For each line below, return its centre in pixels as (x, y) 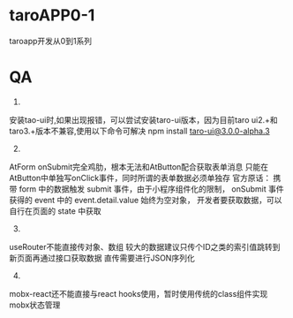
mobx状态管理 (35, 305)
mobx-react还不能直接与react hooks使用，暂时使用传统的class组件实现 (139, 293)
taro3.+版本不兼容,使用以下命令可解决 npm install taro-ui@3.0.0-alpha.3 (140, 131)
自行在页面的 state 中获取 (55, 211)
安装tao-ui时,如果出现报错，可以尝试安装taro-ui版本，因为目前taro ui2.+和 (143, 119)
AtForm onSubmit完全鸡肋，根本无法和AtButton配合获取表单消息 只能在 (139, 167)
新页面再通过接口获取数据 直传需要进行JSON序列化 (102, 258)
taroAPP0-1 (52, 15)
